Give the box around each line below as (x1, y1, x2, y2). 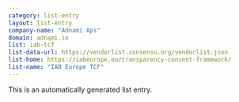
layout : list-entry (8, 19, 73, 27)
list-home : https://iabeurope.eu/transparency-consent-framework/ (8, 56, 232, 64)
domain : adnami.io (8, 33, 69, 42)
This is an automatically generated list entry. (8, 85, 153, 94)
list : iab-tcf (8, 41, 55, 49)
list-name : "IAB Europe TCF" (8, 63, 104, 71)
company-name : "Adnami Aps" (8, 26, 101, 34)
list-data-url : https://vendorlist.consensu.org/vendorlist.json (8, 48, 228, 56)
